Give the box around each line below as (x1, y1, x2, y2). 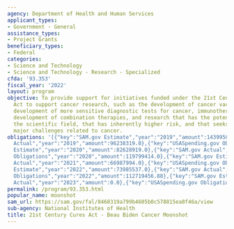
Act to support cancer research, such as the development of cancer (13, 101, 217, 108)
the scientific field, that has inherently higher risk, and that (13, 120, 210, 128)
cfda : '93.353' (7, 75, 52, 82)
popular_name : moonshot (7, 192, 77, 199)
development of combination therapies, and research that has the (13, 114, 210, 121)
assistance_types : (7, 29, 61, 37)
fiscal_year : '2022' (7, 82, 68, 89)
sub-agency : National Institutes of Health (7, 205, 136, 212)
